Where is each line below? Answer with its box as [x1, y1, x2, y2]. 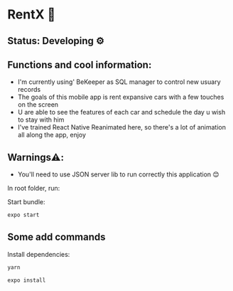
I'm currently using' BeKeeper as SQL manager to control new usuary [17, 78, 221, 86]
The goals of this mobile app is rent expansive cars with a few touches [17, 92, 224, 102]
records [17, 85, 41, 94]
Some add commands [7, 231, 106, 243]
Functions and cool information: [7, 58, 152, 70]
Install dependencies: [7, 250, 70, 258]
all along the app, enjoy [17, 131, 87, 139]
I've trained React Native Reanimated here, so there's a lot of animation [17, 123, 226, 132]
